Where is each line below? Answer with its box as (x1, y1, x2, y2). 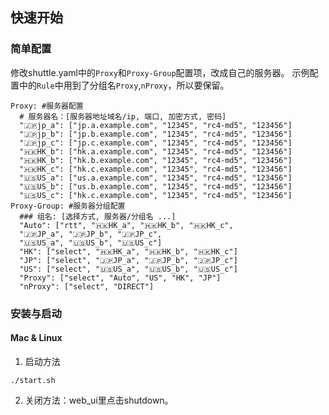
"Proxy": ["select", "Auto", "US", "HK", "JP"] (19, 273, 222, 283)
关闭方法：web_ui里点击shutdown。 (24, 394, 174, 406)
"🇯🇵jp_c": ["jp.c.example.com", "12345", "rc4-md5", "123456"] (19, 138, 293, 148)
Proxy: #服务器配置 (10, 101, 84, 111)
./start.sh (10, 375, 56, 385)
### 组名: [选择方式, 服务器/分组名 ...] (19, 211, 177, 222)
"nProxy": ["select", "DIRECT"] (19, 281, 155, 292)
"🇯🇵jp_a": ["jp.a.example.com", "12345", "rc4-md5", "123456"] (19, 120, 293, 130)
